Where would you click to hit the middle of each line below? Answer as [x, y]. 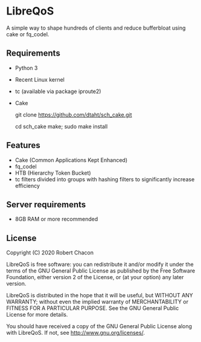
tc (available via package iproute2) [58, 91]
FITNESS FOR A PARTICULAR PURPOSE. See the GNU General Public [93, 308]
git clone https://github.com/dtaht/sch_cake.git [73, 115]
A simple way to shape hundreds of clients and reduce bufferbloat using [96, 28]
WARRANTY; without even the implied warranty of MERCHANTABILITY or [97, 302]
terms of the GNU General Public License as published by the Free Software [101, 271]
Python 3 [26, 68]
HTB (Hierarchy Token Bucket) [53, 173]
